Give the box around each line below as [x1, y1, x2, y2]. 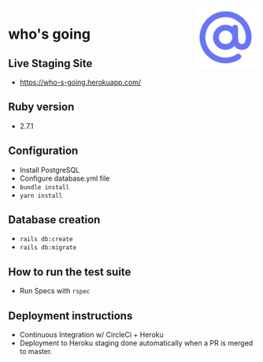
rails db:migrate [19, 244, 77, 252]
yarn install [19, 192, 63, 200]
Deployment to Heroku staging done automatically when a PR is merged [19, 338, 254, 348]
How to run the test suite [8, 265, 131, 278]
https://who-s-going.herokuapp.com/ [19, 77, 142, 87]
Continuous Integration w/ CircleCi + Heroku [19, 330, 164, 340]
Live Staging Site [8, 57, 93, 70]
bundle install [19, 183, 70, 191]
